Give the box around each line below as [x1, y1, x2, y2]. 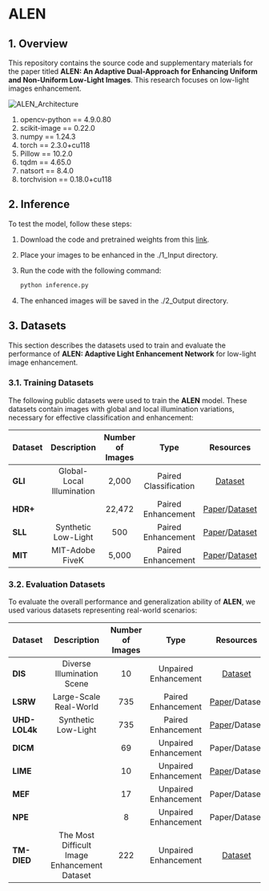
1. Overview [8, 37, 68, 51]
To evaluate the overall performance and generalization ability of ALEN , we [8, 597, 256, 607]
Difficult [61, 840, 92, 851]
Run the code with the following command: [19, 266, 162, 275]
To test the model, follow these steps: [8, 218, 132, 229]
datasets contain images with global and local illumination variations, [8, 404, 235, 413]
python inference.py [19, 281, 89, 289]
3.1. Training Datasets [8, 377, 94, 389]
